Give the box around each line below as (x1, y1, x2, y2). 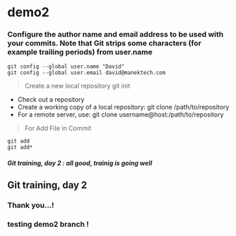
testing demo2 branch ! (7, 220, 90, 230)
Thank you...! (7, 201, 54, 211)
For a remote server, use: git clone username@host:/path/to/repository (17, 110, 224, 119)
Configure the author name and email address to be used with (7, 30, 224, 40)
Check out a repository (17, 95, 85, 104)
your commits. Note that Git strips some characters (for (7, 38, 201, 48)
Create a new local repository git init (24, 82, 131, 90)
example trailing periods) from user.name (7, 47, 153, 57)
